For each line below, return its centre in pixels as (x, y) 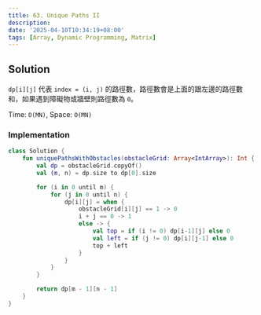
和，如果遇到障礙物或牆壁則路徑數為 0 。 (73, 99)
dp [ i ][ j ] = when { (94, 202)
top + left (110, 245)
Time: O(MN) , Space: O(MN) (50, 115)
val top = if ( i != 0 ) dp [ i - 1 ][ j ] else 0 (161, 231)
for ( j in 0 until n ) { (89, 194)
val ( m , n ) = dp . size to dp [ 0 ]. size (96, 173)
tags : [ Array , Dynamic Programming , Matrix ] (82, 37)
